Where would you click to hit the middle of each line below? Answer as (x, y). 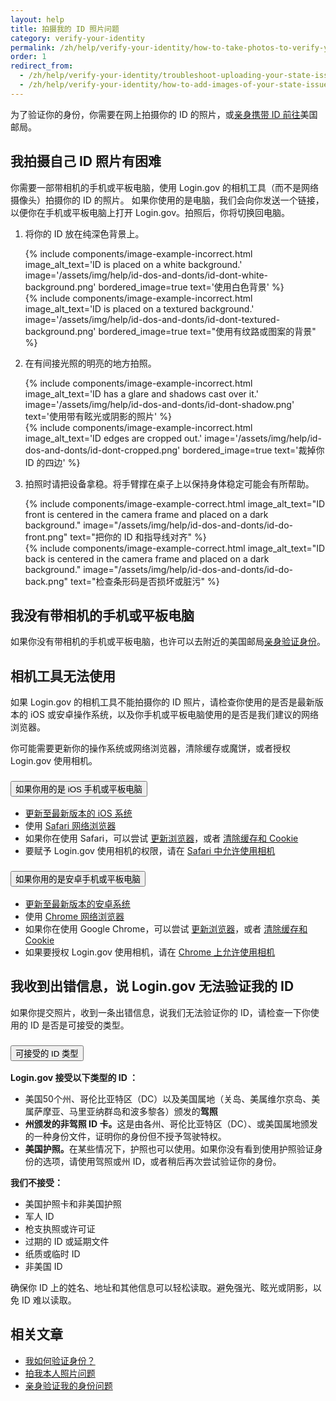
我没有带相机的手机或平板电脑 (102, 615)
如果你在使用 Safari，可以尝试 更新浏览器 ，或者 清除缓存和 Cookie (161, 838)
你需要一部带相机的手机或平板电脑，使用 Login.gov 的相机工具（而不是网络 (165, 187)
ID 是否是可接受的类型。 (79, 1025)
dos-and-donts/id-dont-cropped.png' (102, 450)
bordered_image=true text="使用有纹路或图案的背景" (207, 331)
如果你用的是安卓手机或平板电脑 (78, 879)
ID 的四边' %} (52, 462)
